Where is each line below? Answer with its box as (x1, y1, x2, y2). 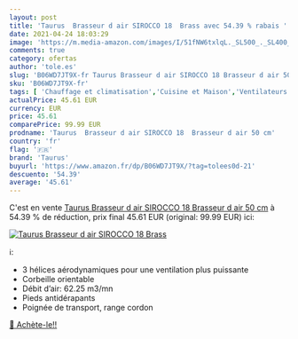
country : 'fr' (9, 137, 62, 146)
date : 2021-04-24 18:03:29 (9, 29, 109, 38)
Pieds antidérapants (21, 293, 96, 304)
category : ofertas (9, 54, 77, 63)
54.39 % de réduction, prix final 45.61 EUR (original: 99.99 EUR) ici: (9, 212, 255, 223)
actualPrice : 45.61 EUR (9, 95, 98, 105)
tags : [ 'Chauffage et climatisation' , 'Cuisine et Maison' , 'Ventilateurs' (9, 87, 292, 96)
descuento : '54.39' (9, 169, 82, 178)
